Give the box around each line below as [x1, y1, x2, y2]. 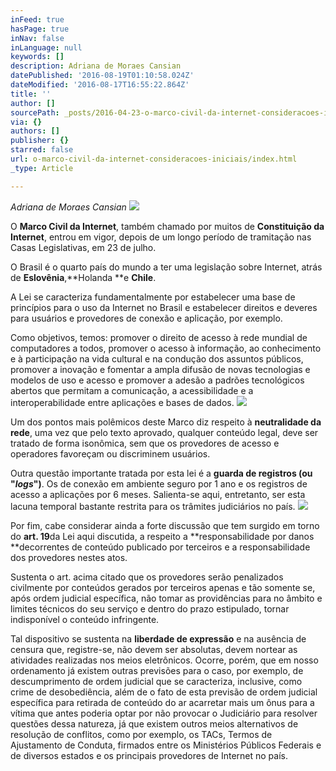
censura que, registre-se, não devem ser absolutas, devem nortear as [10, 643, 298, 655]
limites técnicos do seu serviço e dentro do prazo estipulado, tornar [10, 602, 290, 615]
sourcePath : [10, 107, 60, 118]
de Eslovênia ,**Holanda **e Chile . [10, 271, 157, 283]
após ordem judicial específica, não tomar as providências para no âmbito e [10, 592, 323, 604]
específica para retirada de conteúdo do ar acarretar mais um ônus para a [10, 696, 315, 708]
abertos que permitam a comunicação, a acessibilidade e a [10, 384, 254, 396]
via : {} [10, 117, 43, 127]
